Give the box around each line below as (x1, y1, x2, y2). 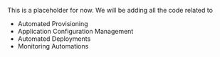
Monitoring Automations (17, 42, 89, 50)
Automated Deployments (17, 34, 91, 43)
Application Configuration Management (17, 27, 134, 35)
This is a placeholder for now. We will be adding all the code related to (7, 6, 214, 14)
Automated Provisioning (17, 20, 88, 27)
